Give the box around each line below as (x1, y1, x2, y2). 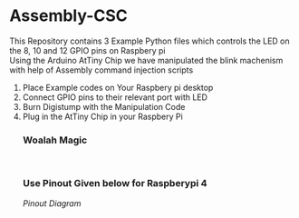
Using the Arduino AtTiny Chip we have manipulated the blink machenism (9, 54, 284, 65)
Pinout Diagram (22, 197, 82, 209)
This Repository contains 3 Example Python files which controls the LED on (9, 35, 290, 46)
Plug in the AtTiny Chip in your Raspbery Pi (22, 111, 183, 122)
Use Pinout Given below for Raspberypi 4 (22, 177, 207, 190)
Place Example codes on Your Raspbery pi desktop (22, 82, 214, 93)
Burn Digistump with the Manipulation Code (22, 101, 186, 112)
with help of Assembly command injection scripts (9, 64, 194, 75)
